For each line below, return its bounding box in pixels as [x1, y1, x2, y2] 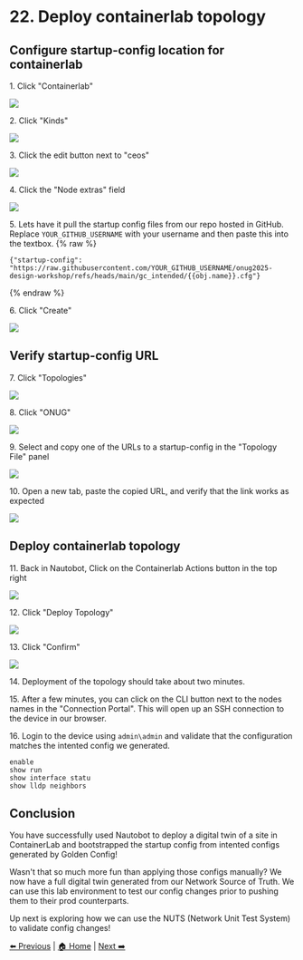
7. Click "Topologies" [9, 372, 88, 383]
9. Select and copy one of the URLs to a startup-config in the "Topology [9, 441, 278, 452]
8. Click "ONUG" [9, 406, 71, 418]
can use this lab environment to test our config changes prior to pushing [9, 886, 279, 897]
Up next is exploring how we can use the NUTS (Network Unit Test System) [9, 913, 291, 924]
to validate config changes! [9, 923, 111, 934]
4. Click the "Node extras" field [9, 184, 126, 195]
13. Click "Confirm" [9, 641, 80, 652]
